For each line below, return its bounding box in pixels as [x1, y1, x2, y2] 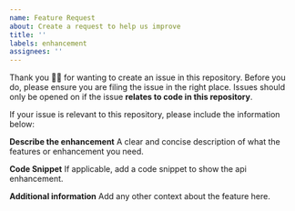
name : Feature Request [9, 13, 96, 23]
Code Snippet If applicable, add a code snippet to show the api [9, 164, 248, 175]
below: [9, 119, 35, 130]
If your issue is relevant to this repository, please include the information [9, 109, 280, 120]
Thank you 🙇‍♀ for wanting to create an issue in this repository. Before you [9, 72, 287, 83]
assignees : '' [9, 47, 64, 56]
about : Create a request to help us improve [9, 22, 181, 31]
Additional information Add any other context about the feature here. [9, 191, 270, 202]
